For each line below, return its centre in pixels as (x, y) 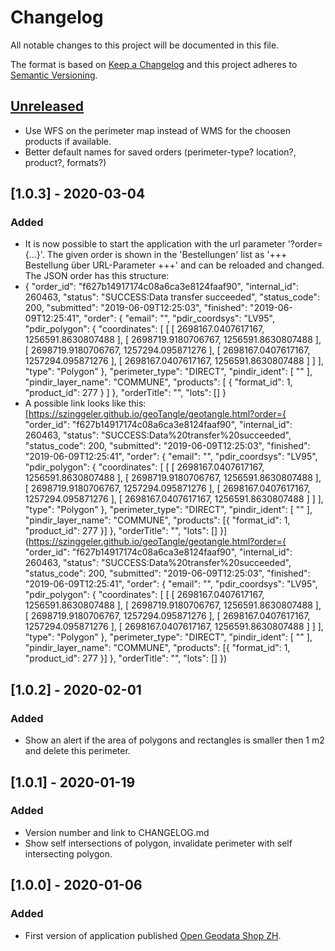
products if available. (68, 141)
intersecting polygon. (68, 853)
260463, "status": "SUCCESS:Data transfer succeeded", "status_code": (172, 297)
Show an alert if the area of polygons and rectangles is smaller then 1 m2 (174, 740)
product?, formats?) (65, 162)
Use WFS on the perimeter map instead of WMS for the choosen (157, 130)
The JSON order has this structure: (97, 276)
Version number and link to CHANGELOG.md (117, 832)
